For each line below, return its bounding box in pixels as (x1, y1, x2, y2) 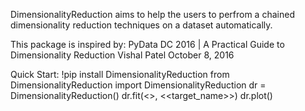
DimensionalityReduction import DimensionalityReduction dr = (10, 79, 267, 91)
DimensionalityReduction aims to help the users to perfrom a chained (10, 9, 295, 20)
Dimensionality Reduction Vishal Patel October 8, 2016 (10, 49, 235, 61)
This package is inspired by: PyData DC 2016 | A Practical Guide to (10, 39, 285, 50)
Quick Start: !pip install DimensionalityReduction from (10, 69, 230, 80)
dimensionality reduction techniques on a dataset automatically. (10, 19, 273, 31)
